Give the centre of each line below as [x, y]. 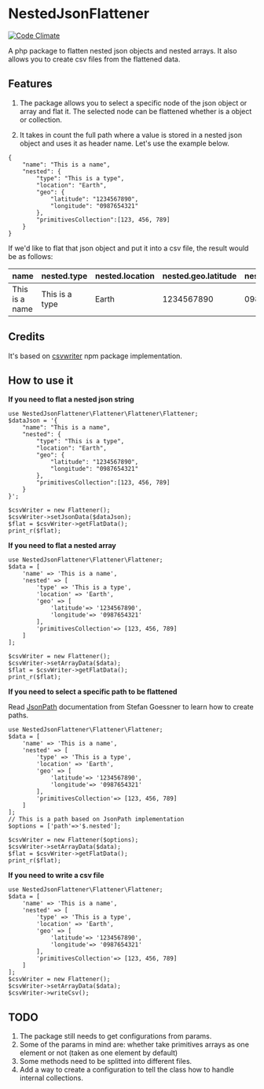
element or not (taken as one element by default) [99, 1053]
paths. [18, 715]
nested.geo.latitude [200, 276]
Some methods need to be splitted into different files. [106, 1061]
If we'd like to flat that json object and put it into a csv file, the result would [128, 248]
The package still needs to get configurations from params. [115, 1036]
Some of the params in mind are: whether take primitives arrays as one [134, 1045]
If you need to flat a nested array [62, 546]
